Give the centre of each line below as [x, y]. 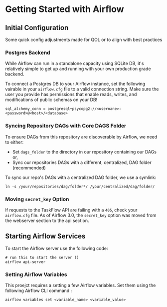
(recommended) [29, 167]
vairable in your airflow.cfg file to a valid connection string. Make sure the [82, 89]
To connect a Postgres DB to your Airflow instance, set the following [75, 84]
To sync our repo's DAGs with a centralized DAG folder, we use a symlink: [81, 177]
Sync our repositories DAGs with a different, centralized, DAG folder [82, 162]
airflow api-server [25, 262]
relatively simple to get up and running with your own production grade [78, 69]
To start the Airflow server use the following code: [57, 248]
